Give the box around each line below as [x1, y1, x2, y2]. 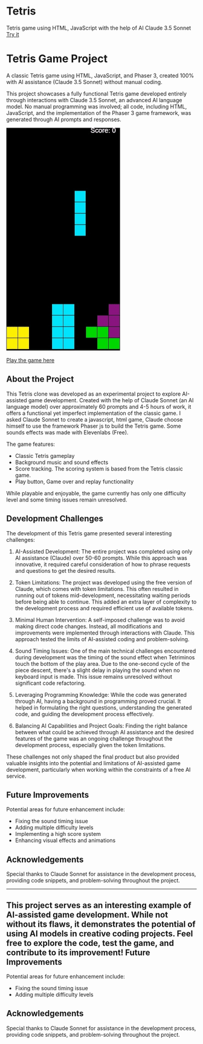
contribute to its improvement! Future [6, 947, 150, 958]
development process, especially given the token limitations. [14, 741, 166, 748]
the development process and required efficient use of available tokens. [14, 604, 195, 612]
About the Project [6, 374, 74, 385]
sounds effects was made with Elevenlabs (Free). [6, 428, 129, 436]
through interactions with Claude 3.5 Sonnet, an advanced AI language [6, 96, 182, 103]
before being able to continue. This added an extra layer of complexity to [14, 598, 197, 605]
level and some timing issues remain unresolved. [6, 496, 127, 503]
